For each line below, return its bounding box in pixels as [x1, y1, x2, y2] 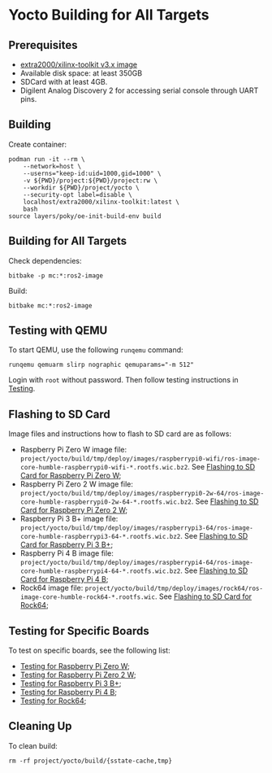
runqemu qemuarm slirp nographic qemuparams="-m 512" [8, 360, 195, 369]
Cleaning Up [8, 719, 72, 733]
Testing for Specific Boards [8, 624, 149, 638]
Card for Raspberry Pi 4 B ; [19, 574, 109, 584]
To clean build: [8, 740, 58, 750]
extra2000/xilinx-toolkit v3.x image [19, 59, 138, 69]
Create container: [8, 139, 67, 149]
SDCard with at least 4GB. [19, 77, 108, 86]
